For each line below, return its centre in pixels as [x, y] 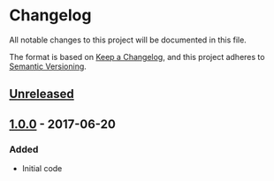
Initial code [42, 169]
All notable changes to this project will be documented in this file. [128, 40]
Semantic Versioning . [48, 66]
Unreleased [42, 94]
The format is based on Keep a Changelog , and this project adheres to [137, 57]
